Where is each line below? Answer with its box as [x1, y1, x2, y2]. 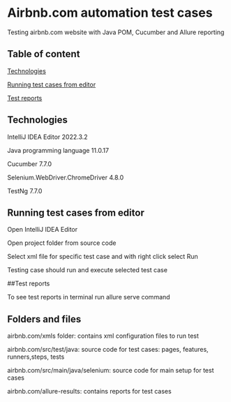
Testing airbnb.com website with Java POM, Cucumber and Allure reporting [7, 28, 225, 36]
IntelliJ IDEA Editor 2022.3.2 [7, 133, 89, 141]
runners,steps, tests [7, 352, 65, 361]
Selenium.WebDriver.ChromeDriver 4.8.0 [7, 173, 124, 181]
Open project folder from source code [7, 239, 117, 247]
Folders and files [7, 313, 82, 325]
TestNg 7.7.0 [7, 186, 43, 195]
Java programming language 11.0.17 [7, 146, 110, 154]
